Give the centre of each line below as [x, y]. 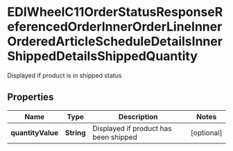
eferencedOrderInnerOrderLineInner [115, 27]
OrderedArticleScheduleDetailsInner [115, 42]
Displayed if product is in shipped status [64, 75]
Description [138, 116]
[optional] [206, 132]
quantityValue [35, 132]
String [75, 132]
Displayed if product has [132, 128]
